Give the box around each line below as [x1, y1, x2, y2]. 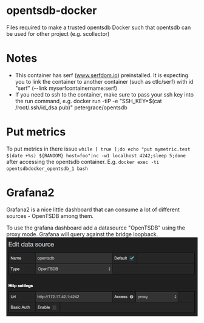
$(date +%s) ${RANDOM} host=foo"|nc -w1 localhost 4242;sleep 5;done [6, 152, 186, 158]
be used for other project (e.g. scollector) [6, 30, 110, 37]
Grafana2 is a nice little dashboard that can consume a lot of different [6, 206, 180, 213]
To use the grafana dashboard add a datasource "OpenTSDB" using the [6, 224, 186, 231]
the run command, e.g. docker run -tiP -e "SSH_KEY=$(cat [15, 97, 162, 104]
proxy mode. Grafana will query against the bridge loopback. [6, 230, 158, 237]
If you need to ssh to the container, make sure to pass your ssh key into [15, 90, 194, 98]
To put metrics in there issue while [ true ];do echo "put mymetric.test [6, 145, 191, 152]
